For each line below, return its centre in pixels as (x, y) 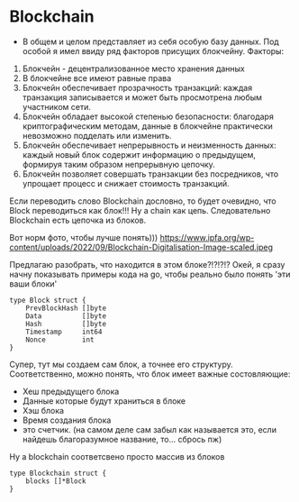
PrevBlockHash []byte (66, 308)
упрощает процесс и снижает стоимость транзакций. (126, 183)
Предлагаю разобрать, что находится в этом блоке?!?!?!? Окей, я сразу (147, 264)
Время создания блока (67, 420)
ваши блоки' (33, 283)
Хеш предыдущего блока (71, 391)
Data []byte (66, 316)
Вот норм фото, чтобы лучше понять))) (84, 237)
